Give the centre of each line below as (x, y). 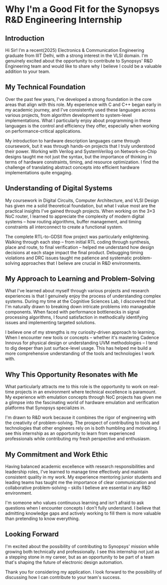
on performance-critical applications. (43, 131)
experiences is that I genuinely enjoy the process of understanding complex (83, 296)
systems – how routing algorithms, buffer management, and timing (73, 221)
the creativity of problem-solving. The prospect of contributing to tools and (82, 423)
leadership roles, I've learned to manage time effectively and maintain (77, 472)
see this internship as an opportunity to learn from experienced (70, 434)
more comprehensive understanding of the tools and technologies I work (80, 354)
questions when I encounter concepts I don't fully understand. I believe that (83, 508)
